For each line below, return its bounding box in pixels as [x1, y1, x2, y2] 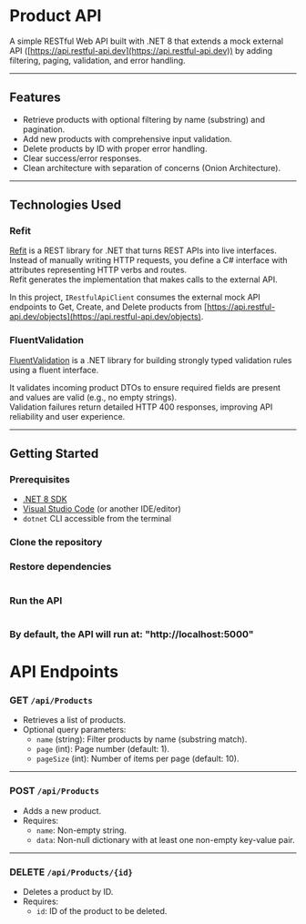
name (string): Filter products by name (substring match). [36, 734, 248, 745]
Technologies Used [9, 198, 121, 213]
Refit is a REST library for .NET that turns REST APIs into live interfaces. [9, 245, 278, 256]
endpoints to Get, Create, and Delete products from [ [9, 301, 208, 312]
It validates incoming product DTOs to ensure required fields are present [9, 381, 280, 392]
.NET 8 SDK [22, 493, 67, 505]
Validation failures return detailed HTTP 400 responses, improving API [9, 401, 273, 412]
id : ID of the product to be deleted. [36, 905, 168, 916]
